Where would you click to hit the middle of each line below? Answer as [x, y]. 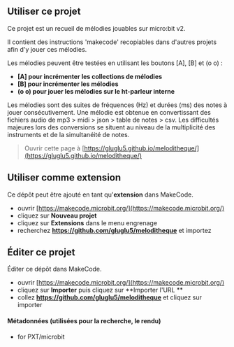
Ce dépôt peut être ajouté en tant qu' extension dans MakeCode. [100, 194]
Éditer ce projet [41, 252]
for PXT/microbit [41, 337]
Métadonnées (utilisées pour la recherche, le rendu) [84, 321]
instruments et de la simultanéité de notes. [68, 134]
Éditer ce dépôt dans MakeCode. [54, 269]
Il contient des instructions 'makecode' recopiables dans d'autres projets [112, 42]
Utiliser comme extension [64, 178]
